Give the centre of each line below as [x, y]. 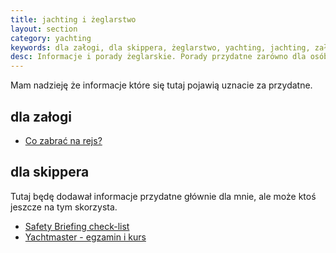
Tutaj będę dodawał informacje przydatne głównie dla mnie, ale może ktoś [163, 196]
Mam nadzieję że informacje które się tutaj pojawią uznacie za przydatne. [161, 85]
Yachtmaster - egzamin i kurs [85, 237]
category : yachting [51, 38]
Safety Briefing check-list [77, 226]
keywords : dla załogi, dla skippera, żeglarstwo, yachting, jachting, [160, 47]
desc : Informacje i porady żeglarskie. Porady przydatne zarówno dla [158, 57]
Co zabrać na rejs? [63, 140]
